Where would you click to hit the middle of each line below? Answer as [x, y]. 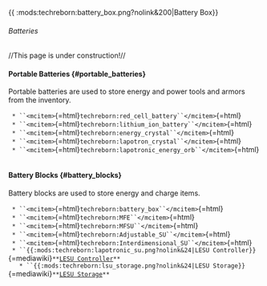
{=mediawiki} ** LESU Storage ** [59, 273]
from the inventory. [40, 100]
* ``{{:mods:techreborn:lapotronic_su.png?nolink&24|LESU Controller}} [134, 250]
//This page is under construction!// [67, 55]
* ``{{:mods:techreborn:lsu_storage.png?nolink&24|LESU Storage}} [132, 266]
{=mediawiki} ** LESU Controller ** [65, 258]
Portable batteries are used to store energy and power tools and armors [127, 91]
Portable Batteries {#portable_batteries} [77, 74]
